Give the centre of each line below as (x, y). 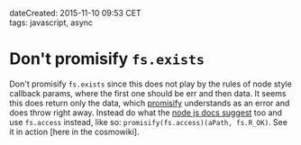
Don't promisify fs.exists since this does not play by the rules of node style (151, 84)
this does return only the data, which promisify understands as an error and (150, 103)
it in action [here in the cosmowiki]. (74, 131)
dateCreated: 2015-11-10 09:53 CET (75, 13)
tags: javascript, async (51, 23)
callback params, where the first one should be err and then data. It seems (148, 93)
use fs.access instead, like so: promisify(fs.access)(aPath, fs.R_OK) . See (149, 122)
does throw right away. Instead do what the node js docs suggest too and (146, 113)
